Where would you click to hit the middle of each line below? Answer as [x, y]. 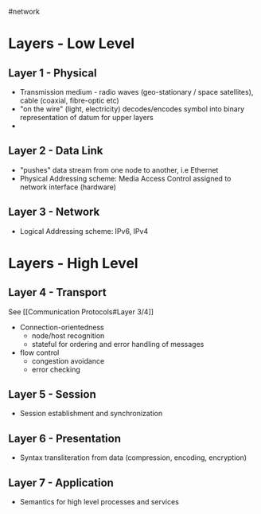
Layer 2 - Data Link [56, 151]
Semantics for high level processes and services [99, 502]
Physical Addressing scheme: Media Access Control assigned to [125, 178]
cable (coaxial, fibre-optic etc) [69, 100]
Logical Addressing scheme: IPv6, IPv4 [84, 231]
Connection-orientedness [62, 327]
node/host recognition [68, 335]
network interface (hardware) [68, 187]
